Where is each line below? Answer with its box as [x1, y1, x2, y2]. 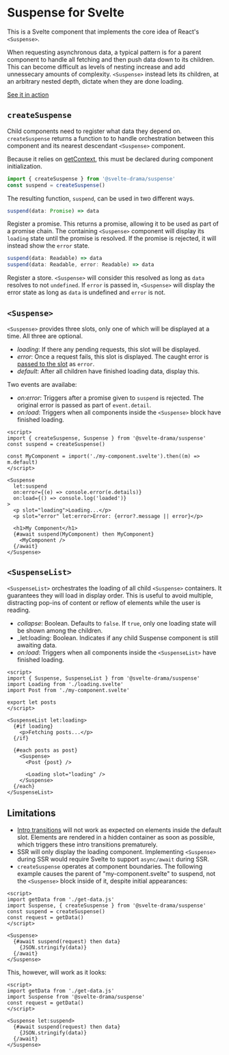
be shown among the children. [16, 626, 103, 635]
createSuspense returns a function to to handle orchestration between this [7, 134, 214, 142]
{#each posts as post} [13, 746, 78, 754]
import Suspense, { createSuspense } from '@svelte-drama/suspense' [7, 902, 206, 909]
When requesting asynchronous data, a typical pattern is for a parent [7, 48, 202, 56]
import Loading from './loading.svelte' [7, 680, 124, 687]
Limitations [7, 807, 56, 819]
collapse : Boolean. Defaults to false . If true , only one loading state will [16, 619, 217, 627]
